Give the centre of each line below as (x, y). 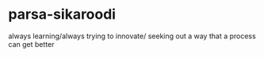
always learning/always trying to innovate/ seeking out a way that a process (132, 36)
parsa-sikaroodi (62, 14)
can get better (31, 44)
